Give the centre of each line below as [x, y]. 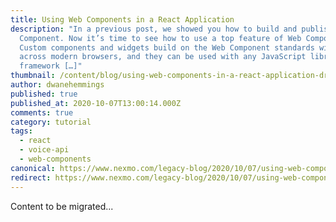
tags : [21, 131]
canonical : [33, 168]
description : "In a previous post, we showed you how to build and [154, 29]
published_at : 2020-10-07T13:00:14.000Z [96, 103]
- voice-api [44, 150]
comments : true [42, 112]
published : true [44, 94]
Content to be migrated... [62, 206]
